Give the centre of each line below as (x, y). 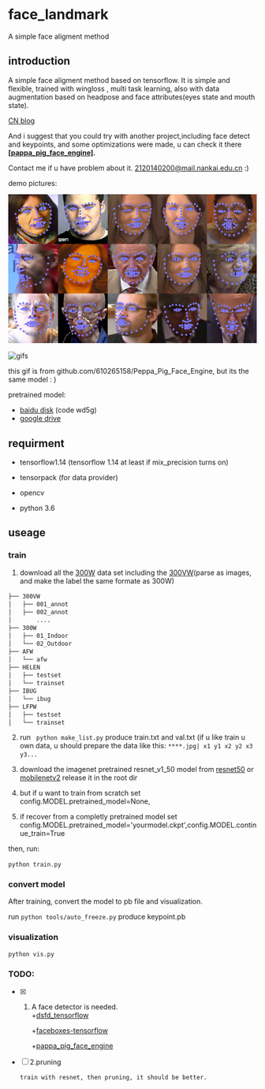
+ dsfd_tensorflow (60, 1015)
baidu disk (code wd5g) (58, 410)
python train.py (35, 864)
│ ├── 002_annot (38, 612)
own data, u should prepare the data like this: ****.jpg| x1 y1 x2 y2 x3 (136, 745)
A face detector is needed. (75, 1006)
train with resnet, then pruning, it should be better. (113, 1077)
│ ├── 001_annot (38, 604)
